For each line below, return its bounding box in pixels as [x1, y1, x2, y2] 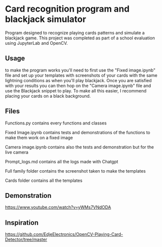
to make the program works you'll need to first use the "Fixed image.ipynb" [5, 67, 156, 73]
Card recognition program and [5, 3, 130, 15]
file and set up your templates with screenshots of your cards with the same [5, 72, 158, 78]
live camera [5, 149, 29, 155]
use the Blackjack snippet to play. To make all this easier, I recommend [5, 88, 147, 93]
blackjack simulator [5, 14, 87, 25]
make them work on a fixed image [5, 135, 73, 141]
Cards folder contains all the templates [5, 177, 83, 183]
